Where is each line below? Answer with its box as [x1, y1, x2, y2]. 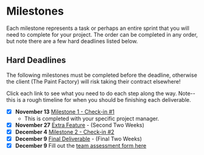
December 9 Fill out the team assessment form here [15, 142, 147, 149]
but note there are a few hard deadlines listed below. [6, 37, 138, 45]
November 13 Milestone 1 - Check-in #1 [15, 108, 114, 115]
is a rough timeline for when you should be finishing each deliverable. [16, 96, 191, 103]
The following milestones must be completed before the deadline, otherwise [6, 71, 198, 79]
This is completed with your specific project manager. [24, 115, 160, 122]
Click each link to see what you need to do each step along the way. [6, 90, 177, 97]
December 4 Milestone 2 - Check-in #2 [15, 128, 114, 135]
